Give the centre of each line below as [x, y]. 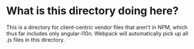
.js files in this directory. [36, 40]
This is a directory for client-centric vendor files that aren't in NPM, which [97, 27]
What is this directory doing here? [93, 11]
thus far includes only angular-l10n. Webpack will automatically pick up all [97, 33]
